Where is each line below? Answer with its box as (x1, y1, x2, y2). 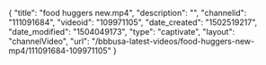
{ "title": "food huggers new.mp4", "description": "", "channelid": (8, 8, 247, 18)
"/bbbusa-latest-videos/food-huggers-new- (92, 36, 255, 46)
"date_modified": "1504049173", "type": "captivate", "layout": (8, 27, 235, 37)
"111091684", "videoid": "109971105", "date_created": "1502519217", (8, 17, 258, 28)
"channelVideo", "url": (8, 36, 91, 46)
